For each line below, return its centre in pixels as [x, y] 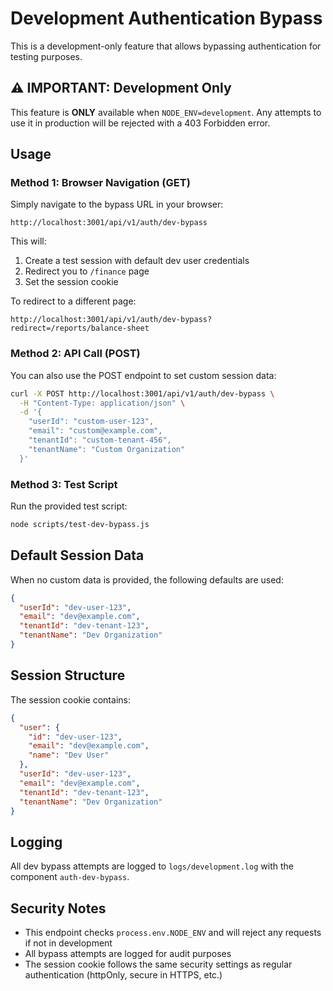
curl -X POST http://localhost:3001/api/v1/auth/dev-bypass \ [142, 393]
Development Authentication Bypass [166, 18]
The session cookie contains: [70, 699]
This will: [28, 241]
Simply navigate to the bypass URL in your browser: [117, 204]
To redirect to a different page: [73, 301]
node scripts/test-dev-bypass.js [80, 525]
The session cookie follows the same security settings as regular [158, 964]
